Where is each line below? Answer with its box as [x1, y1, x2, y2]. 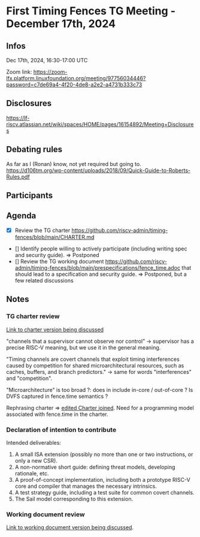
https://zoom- [33, 68, 68, 76]
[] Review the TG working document [14, 258, 104, 265]
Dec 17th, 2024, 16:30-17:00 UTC [6, 57, 88, 64]
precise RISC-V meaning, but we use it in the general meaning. [6, 343, 161, 351]
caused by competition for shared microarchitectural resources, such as [6, 361, 184, 369]
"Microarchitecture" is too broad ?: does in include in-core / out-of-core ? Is [6, 386, 193, 393]
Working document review [6, 510, 85, 518]
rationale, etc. [14, 469, 49, 477]
